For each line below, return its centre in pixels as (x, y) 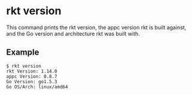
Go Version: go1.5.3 (32, 81)
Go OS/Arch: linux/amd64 (37, 87)
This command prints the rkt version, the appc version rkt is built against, (96, 27)
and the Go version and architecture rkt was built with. (73, 33)
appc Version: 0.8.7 (32, 76)
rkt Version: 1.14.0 (32, 71)
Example (23, 53)
